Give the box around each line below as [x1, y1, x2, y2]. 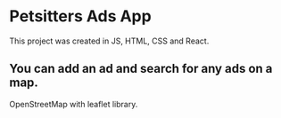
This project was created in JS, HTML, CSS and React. [9, 35, 210, 46]
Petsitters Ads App [9, 6, 152, 27]
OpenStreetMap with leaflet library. [9, 98, 138, 109]
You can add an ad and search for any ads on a [9, 61, 273, 76]
